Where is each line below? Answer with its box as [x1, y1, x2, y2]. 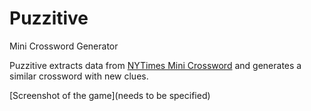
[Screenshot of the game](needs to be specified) [9, 89, 211, 101]
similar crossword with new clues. [9, 70, 149, 82]
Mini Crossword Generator [9, 40, 119, 52]
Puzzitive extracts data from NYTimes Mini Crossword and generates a [9, 59, 302, 71]
